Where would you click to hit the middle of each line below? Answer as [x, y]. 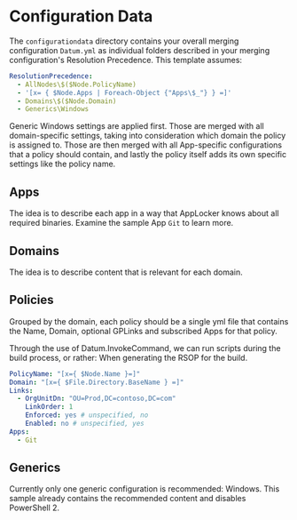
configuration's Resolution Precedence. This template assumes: [125, 60]
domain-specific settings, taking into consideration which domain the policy [148, 136]
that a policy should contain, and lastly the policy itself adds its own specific [148, 155]
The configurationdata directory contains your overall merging [124, 41]
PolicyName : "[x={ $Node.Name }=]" [75, 374]
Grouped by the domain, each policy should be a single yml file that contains [149, 321]
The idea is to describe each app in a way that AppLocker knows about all [144, 213]
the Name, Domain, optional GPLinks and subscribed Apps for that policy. [143, 331]
